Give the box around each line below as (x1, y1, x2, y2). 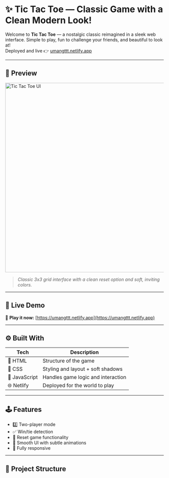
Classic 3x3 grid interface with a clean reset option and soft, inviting (17, 276, 160, 282)
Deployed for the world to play (42, 382, 114, 389)
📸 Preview (5, 69, 37, 78)
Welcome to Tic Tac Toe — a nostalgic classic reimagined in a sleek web (5, 31, 156, 37)
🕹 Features (5, 405, 42, 414)
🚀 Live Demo (5, 301, 45, 310)
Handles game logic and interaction (42, 374, 127, 381)
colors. (17, 281, 32, 288)
